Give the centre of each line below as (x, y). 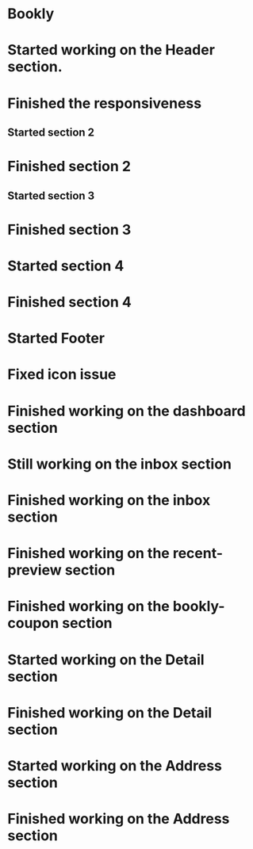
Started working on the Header (111, 50)
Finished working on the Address (119, 819)
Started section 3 (51, 195)
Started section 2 (51, 132)
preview (35, 570)
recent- (198, 554)
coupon (33, 623)
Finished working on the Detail (110, 712)
